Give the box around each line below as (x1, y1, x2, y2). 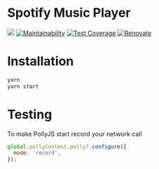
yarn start (7, 82, 39, 90)
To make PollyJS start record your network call (7, 129, 142, 138)
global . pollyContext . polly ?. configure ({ (7, 143, 127, 150)
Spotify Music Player (7, 5, 131, 21)
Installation (7, 54, 74, 69)
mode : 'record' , (13, 149, 61, 156)
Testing (7, 106, 53, 122)
